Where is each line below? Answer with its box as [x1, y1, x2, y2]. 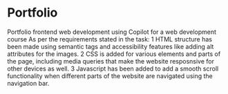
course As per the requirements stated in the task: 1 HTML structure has [7, 35, 213, 43]
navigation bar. [7, 79, 50, 87]
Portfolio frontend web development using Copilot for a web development [7, 28, 216, 36]
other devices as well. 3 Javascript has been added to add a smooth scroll [7, 64, 219, 73]
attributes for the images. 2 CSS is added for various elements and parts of [7, 50, 221, 58]
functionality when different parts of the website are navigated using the [7, 71, 213, 80]
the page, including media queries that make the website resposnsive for [7, 57, 215, 65]
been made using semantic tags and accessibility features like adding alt [7, 42, 214, 50]
